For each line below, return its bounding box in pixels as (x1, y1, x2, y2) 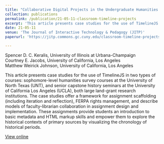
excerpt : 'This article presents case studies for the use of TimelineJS (5, 21, 159, 26)
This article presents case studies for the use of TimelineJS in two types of (5, 72, 156, 78)
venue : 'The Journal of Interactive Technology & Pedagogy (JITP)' (5, 30, 145, 35)
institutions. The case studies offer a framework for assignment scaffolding (5, 93, 156, 98)
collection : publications (5, 12, 58, 17)
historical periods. (5, 124, 41, 130)
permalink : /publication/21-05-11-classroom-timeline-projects (5, 16, 137, 21)
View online (5, 133, 29, 140)
